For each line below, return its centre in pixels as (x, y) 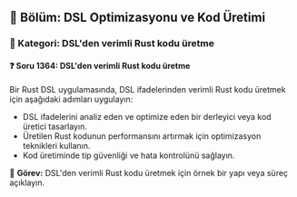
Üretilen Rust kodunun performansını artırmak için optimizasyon (142, 136)
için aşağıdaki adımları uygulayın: (71, 99)
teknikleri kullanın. (56, 145)
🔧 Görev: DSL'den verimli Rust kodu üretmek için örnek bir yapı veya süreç (149, 172)
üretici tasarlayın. (55, 126)
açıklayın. (27, 182)
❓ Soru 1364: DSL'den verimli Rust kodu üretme (100, 65)
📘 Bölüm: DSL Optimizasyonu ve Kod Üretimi (138, 18)
